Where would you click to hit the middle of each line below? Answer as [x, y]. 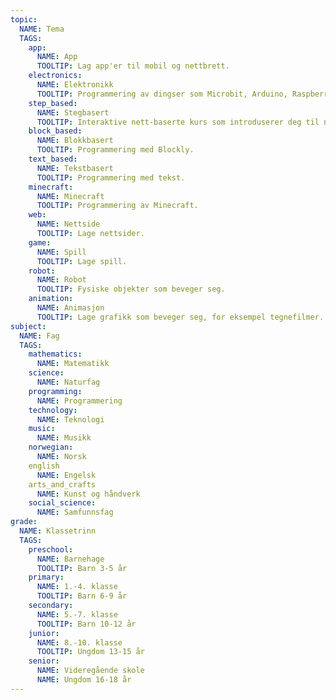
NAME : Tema [42, 29]
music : [42, 429]
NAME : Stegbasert [73, 112]
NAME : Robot [61, 280]
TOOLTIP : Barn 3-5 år [82, 568]
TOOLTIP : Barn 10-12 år [86, 624]
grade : [24, 522]
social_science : [62, 503]
